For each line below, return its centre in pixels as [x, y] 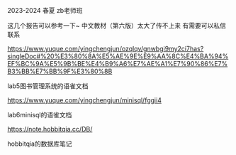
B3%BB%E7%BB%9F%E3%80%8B [60, 71]
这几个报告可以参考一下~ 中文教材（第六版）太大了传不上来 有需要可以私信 [117, 26]
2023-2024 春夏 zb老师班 [45, 10]
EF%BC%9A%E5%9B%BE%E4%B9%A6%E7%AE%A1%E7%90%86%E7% [118, 64]
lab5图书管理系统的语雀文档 [48, 86]
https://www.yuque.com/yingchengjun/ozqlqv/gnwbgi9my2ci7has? [106, 49]
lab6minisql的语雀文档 [40, 115]
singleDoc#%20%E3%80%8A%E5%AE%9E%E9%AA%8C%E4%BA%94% [118, 56]
